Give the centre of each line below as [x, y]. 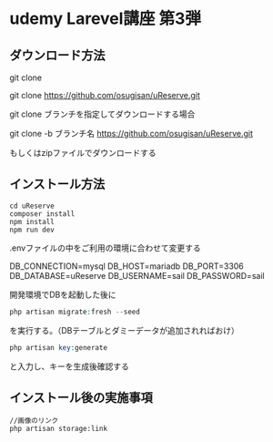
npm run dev [32, 230]
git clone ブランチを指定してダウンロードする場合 [102, 114]
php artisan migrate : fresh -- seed [75, 312]
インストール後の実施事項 [81, 397]
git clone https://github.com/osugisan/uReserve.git [105, 95]
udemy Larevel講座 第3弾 [106, 19]
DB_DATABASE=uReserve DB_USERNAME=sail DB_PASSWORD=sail [137, 275]
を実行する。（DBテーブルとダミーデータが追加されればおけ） [124, 330]
